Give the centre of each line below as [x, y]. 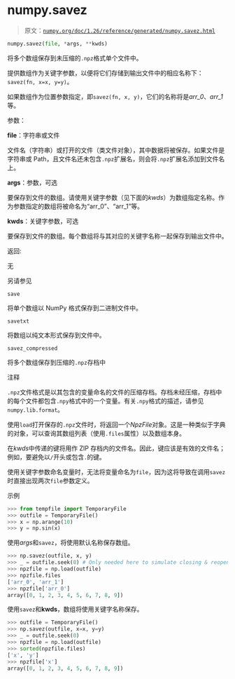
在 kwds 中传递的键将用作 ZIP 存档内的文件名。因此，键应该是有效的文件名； [116, 448]
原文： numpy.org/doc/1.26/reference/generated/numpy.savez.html [120, 30]
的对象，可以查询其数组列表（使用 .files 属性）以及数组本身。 [96, 433]
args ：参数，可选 [33, 182]
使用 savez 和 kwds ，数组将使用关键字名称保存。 [75, 610]
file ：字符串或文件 [34, 135]
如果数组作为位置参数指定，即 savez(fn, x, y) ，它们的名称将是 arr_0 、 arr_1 [115, 96]
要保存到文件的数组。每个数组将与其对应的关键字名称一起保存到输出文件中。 [117, 236]
